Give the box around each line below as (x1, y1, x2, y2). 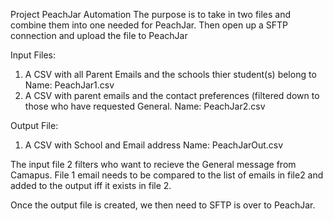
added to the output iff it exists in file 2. (10, 180, 172, 191)
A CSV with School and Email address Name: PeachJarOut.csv (24, 139, 284, 151)
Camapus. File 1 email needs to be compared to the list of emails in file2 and (10, 169, 324, 181)
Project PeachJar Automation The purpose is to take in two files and (10, 9, 292, 20)
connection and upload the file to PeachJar (10, 30, 188, 41)
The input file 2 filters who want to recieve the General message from (10, 159, 297, 170)
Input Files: (10, 49, 57, 61)
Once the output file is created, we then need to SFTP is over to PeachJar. (10, 199, 316, 211)
